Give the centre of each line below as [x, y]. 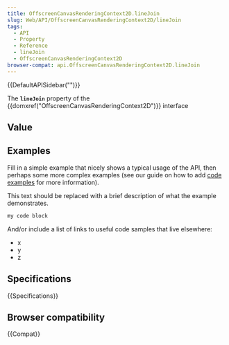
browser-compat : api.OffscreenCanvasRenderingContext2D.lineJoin [103, 65]
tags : [15, 26]
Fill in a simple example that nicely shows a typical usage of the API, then [112, 168]
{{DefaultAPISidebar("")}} [44, 85]
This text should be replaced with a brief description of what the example [112, 195]
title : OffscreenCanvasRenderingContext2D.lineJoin [83, 14]
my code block [28, 215]
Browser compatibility [56, 317]
